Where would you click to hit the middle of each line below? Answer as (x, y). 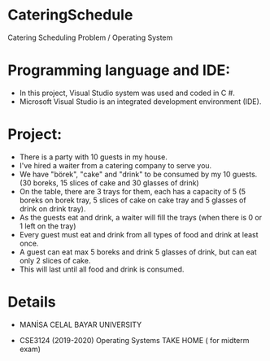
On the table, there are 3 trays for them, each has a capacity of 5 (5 (132, 191)
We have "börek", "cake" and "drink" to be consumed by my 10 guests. (138, 174)
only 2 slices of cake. (55, 260)
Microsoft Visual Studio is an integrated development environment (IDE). (140, 101)
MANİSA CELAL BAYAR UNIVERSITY (81, 324)
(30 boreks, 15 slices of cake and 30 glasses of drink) (109, 183)
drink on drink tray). (52, 208)
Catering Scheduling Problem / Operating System (90, 37)
